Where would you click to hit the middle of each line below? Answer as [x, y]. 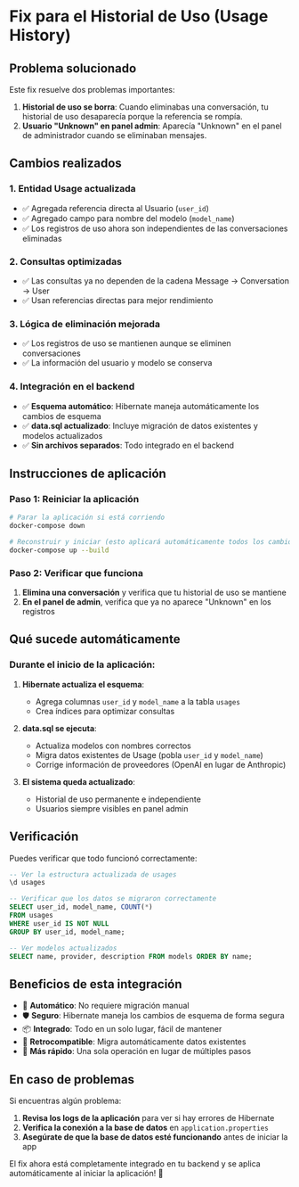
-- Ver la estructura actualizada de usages [93, 874]
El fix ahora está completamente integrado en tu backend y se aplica [135, 1164]
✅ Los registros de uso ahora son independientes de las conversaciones [155, 228]
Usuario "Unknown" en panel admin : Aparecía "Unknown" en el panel [152, 126]
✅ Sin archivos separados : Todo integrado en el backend [128, 445]
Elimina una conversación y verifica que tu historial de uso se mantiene [154, 593]
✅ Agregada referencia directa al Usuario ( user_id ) [115, 208]
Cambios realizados [65, 164]
